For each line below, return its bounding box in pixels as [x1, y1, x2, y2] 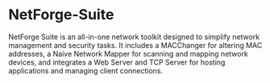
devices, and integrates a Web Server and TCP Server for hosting [8, 57, 226, 67]
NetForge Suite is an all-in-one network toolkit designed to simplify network [8, 32, 260, 41]
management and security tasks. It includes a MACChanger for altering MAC [8, 40, 263, 49]
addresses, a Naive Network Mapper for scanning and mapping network [8, 49, 248, 58]
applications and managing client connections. [8, 65, 164, 75]
